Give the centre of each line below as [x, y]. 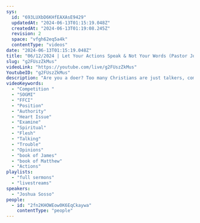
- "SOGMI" [24, 95]
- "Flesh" [24, 134]
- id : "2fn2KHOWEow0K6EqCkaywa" [52, 205]
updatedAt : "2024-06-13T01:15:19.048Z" [61, 23]
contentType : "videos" [40, 45]
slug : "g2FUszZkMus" [32, 61]
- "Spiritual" [29, 128]
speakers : [18, 189]
